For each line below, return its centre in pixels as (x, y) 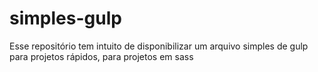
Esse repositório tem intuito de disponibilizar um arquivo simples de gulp (159, 46)
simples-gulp (65, 18)
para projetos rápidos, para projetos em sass (101, 56)
